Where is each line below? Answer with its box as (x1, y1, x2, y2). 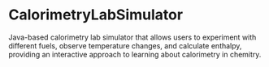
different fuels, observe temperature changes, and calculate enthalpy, (8, 40, 242, 50)
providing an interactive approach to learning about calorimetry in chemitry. (8, 49, 262, 59)
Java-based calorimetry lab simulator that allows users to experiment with (8, 32, 257, 42)
